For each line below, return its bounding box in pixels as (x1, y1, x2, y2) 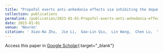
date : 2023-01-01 (5, 20, 40, 26)
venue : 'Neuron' (5, 25, 38, 30)
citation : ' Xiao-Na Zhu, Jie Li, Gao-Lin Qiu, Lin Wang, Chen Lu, (5, 29, 153, 34)
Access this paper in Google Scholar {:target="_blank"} (5, 43, 114, 48)
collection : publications (5, 12, 57, 16)
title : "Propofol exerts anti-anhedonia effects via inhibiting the (5, 7, 147, 12)
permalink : (5, 16, 27, 21)
